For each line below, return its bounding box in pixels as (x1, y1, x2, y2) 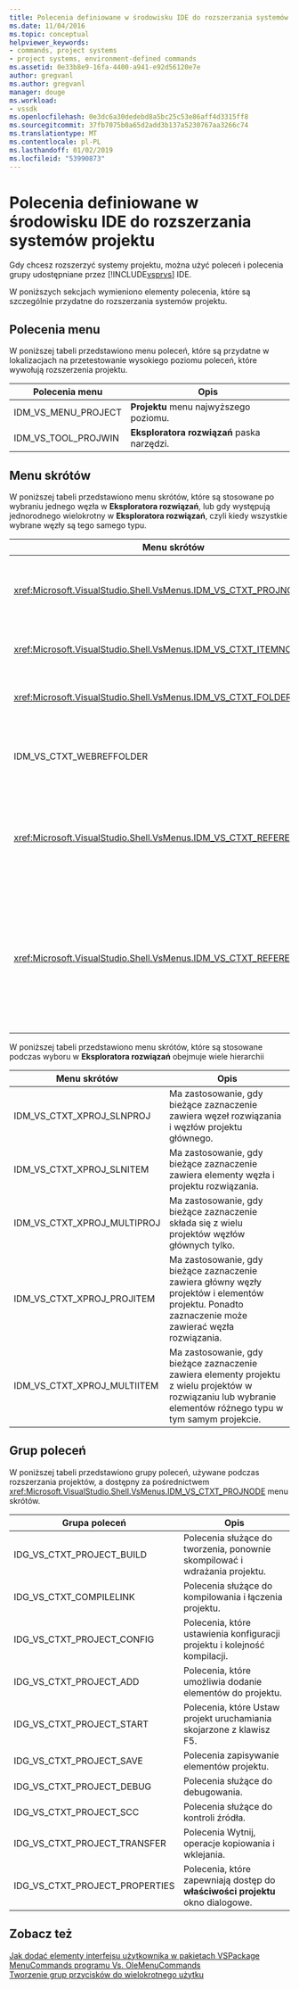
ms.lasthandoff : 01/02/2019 (9, 145, 114, 154)
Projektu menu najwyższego (130, 400, 251, 413)
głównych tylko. (168, 1239, 236, 1251)
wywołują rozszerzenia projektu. (9, 365, 128, 376)
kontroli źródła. (183, 1812, 246, 1824)
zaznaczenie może (168, 1309, 247, 1322)
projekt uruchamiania (183, 1712, 272, 1724)
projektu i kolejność (183, 1638, 265, 1651)
